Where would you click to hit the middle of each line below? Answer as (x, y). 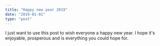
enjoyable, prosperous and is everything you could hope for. (67, 38)
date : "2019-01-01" (25, 14)
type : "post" (19, 19)
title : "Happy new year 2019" (37, 10)
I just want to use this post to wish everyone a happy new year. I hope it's (80, 33)
